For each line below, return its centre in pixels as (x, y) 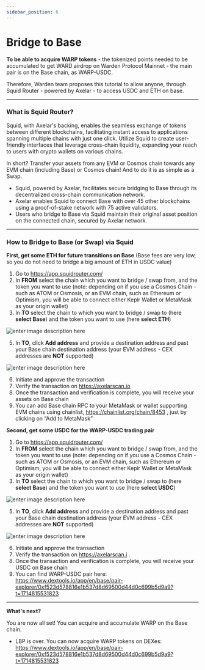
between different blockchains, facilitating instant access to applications (97, 131)
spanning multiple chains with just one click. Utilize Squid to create (90, 138)
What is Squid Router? (40, 112)
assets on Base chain (42, 399)
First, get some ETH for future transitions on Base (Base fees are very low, (101, 256)
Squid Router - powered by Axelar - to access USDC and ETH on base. (95, 90)
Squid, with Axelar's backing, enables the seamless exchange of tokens (96, 125)
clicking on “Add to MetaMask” (54, 419)
